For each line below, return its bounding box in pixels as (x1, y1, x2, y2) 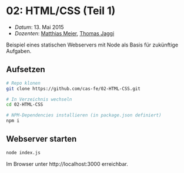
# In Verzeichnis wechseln (6, 96, 72, 102)
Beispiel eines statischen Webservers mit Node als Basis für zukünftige (6, 41, 178, 48)
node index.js (6, 149, 41, 155)
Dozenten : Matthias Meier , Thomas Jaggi (14, 29, 115, 36)
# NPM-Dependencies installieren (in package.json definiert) (6, 112, 162, 118)
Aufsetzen (6, 65, 45, 75)
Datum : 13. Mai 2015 (14, 24, 64, 31)
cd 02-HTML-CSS (6, 102, 44, 108)
